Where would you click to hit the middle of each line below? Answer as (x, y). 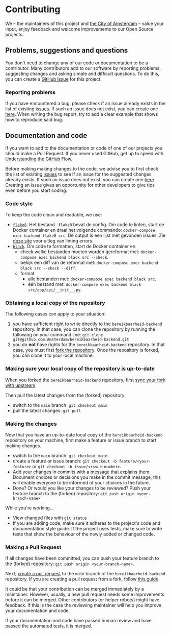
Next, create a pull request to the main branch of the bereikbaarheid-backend (85, 574)
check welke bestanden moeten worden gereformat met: (80, 252)
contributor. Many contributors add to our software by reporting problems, (83, 68)
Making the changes (31, 424)
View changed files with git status (50, 518)
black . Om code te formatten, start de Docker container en (74, 247)
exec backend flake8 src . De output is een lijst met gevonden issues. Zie (89, 235)
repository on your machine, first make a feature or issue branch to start (81, 441)
